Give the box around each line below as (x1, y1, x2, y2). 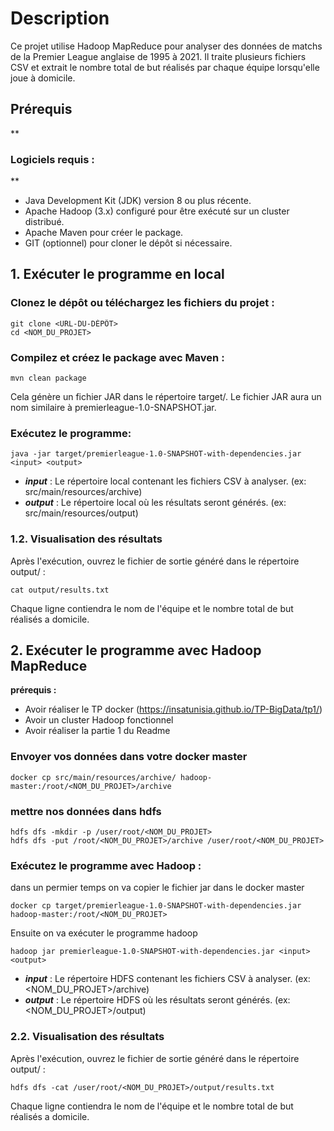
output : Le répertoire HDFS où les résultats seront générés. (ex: (24, 994, 291, 1006)
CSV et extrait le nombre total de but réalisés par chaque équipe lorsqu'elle (10, 61, 320, 73)
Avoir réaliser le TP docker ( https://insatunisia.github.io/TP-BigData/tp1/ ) (24, 703, 323, 716)
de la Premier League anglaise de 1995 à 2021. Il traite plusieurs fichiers (10, 50, 307, 62)
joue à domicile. (10, 72, 76, 84)
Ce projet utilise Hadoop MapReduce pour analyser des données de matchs (10, 40, 323, 52)
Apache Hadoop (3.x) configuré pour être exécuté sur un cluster (24, 205, 290, 217)
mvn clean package (10, 373, 87, 384)
